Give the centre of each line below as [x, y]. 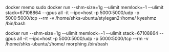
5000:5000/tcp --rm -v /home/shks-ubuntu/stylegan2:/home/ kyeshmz [81, 18]
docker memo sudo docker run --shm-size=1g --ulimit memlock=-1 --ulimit [84, 7]
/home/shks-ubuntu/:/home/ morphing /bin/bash [57, 44]
